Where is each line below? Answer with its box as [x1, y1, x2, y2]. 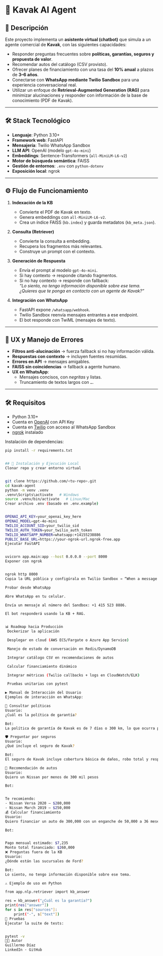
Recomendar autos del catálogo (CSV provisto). [12, 62, 108, 67]
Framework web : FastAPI [12, 137, 63, 143]
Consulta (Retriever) [12, 229, 54, 234]
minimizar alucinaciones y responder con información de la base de [12, 92, 148, 98]
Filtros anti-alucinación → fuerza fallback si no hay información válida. [12, 348, 155, 354]
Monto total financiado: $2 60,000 [5, 845, 75, 850]
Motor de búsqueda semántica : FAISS [12, 158, 90, 164]
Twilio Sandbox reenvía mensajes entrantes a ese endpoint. [19, 312, 138, 317]
